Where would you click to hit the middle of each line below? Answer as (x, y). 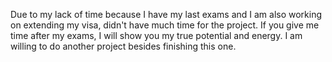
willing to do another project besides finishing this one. (123, 46)
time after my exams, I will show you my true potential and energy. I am (156, 35)
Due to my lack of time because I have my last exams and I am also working (166, 14)
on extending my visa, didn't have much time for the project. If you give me (165, 25)
